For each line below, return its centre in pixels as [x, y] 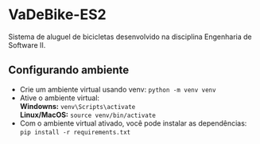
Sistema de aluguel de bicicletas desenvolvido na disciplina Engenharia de [130, 37]
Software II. [27, 45]
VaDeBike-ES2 [57, 15]
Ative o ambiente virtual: [60, 98]
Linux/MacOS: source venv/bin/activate [88, 115]
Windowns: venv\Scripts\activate [78, 106]
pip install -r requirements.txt [75, 132]
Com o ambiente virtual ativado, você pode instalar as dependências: [133, 123]
